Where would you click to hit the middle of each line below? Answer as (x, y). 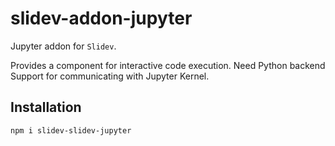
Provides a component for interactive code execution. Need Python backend (168, 65)
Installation (46, 107)
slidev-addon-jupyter (101, 18)
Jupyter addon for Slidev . (63, 46)
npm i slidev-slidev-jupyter (71, 130)
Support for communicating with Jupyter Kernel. (110, 76)
